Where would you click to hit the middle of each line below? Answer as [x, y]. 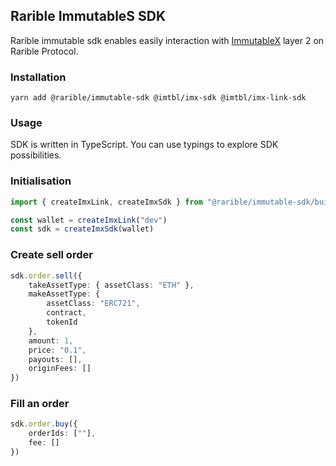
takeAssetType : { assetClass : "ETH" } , [111, 285]
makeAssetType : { [64, 294]
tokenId [62, 322]
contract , [66, 313]
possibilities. [36, 155]
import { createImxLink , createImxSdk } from [106, 202]
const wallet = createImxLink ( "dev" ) [89, 220]
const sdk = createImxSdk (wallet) [82, 229]
